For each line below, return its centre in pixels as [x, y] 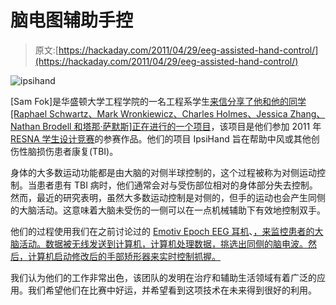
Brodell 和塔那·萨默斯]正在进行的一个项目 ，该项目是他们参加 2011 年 [182, 126]
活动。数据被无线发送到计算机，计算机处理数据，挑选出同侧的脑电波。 [163, 243]
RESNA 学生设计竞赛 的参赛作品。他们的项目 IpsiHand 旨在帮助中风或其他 [161, 138]
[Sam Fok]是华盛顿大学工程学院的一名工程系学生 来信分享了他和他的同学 [158, 101]
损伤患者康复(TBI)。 [77, 151]
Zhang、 [307, 113]
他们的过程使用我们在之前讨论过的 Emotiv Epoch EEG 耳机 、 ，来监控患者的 [162, 231]
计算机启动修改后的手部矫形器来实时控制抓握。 [124, 256]
